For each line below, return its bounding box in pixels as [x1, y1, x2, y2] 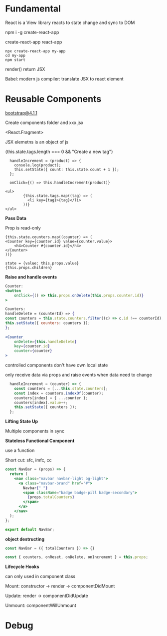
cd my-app [5, 53, 26, 58]
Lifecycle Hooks [5, 563, 39, 570]
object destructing [5, 536, 45, 542]
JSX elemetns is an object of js [5, 138, 69, 145]
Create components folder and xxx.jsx [5, 119, 84, 125]
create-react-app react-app [5, 38, 62, 45]
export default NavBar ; [5, 527, 55, 532]
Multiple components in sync [5, 428, 65, 434]
